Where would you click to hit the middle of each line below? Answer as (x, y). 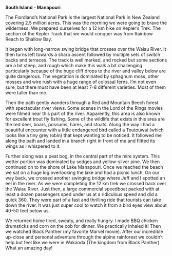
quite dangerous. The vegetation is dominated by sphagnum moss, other (82, 76)
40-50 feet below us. (28, 211)
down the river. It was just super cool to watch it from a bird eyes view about (86, 205)
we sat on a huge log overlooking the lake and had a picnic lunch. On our (82, 172)
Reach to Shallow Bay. (29, 39)
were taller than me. (26, 93)
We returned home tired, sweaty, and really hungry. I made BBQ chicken (82, 221)
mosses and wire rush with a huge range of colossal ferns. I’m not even (81, 82)
